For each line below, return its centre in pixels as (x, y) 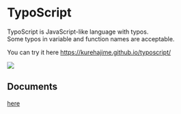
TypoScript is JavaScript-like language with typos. (78, 32)
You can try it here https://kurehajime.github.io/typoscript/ (89, 52)
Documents (32, 87)
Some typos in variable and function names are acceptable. (91, 38)
